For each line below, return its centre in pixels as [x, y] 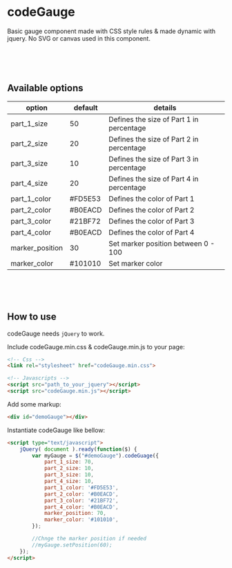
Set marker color [136, 263]
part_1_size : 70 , [69, 462]
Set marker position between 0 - [162, 244]
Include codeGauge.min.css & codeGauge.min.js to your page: [96, 346]
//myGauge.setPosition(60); [72, 545]
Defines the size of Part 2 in [154, 139]
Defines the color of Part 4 [152, 232]
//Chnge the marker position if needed [89, 539]
